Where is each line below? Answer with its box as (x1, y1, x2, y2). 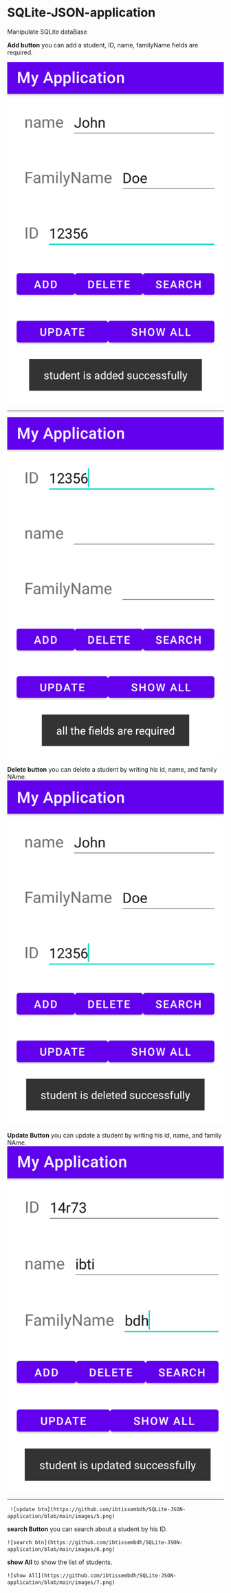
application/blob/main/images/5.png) (7, 1513, 115, 1519)
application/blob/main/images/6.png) (7, 1546, 115, 1552)
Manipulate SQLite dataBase (7, 28, 87, 36)
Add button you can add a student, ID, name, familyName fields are (7, 41, 199, 49)
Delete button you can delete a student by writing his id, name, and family (7, 765, 217, 773)
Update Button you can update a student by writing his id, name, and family (7, 1131, 222, 1140)
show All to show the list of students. (7, 1558, 113, 1566)
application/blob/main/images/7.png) (7, 1579, 115, 1586)
